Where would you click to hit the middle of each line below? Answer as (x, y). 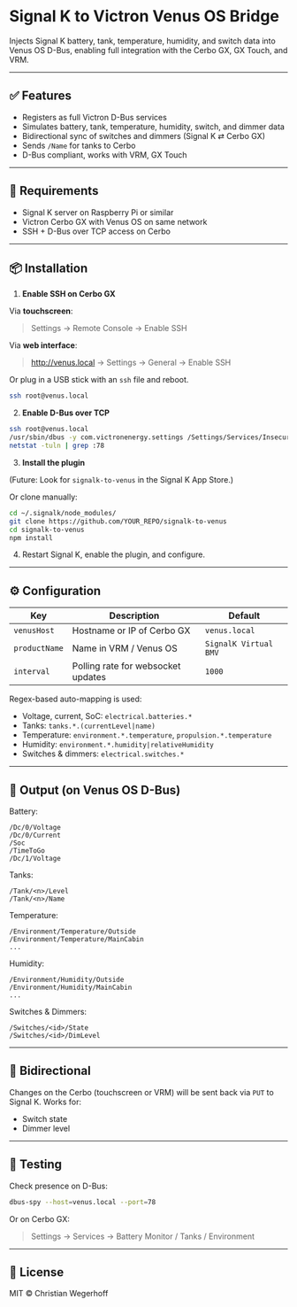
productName (39, 649)
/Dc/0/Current (35, 835)
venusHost (34, 631)
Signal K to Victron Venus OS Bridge (145, 16)
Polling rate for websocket (126, 666)
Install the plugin (53, 462)
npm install (31, 537)
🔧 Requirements (54, 191)
